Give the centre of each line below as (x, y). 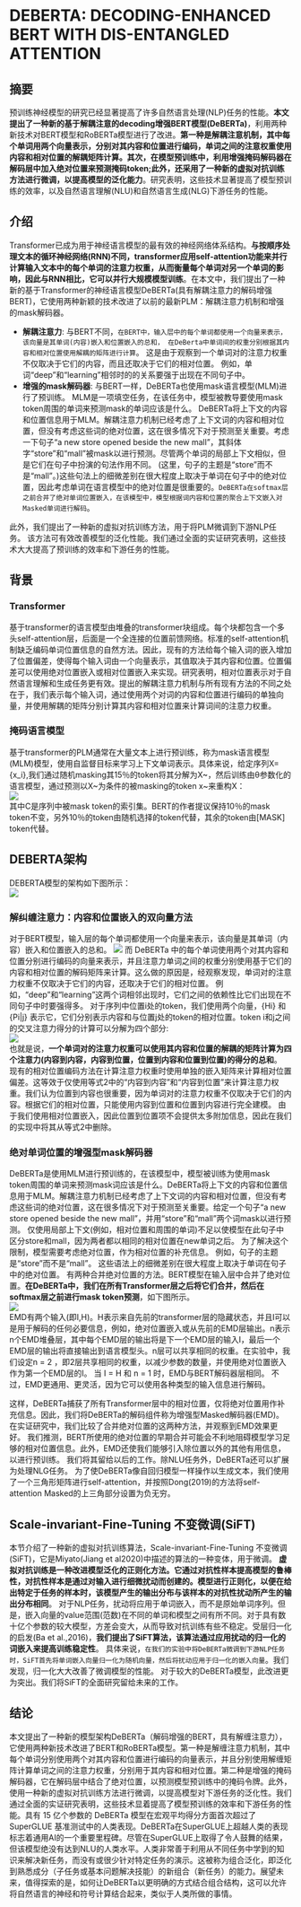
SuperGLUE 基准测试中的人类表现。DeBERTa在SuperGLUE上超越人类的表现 (149, 1826)
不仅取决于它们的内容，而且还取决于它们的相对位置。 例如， (133, 363)
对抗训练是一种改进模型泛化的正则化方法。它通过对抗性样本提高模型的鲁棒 (154, 1570)
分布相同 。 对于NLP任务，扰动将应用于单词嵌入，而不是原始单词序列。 (147, 1604)
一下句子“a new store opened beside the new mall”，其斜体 (132, 442)
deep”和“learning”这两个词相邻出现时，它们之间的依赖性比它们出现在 (156, 994)
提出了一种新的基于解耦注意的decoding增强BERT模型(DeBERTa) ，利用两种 (148, 123)
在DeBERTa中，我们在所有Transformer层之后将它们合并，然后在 (145, 1286)
